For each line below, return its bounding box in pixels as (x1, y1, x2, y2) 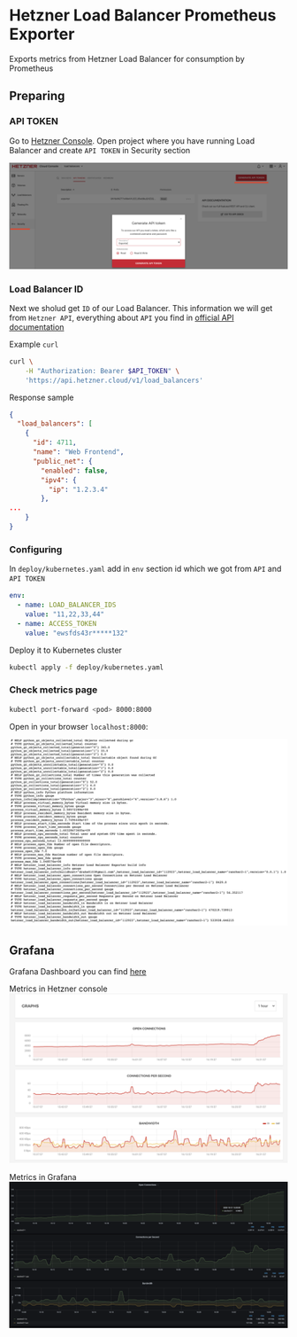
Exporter (9, 24, 75, 44)
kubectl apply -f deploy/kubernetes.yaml (9, 662, 164, 672)
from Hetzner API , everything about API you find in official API (9, 312, 234, 323)
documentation (9, 321, 65, 332)
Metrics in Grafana (9, 1172, 77, 1183)
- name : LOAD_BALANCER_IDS (17, 600, 117, 610)
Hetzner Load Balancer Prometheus (9, 5, 277, 26)
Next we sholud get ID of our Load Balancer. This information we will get (9, 302, 273, 313)
